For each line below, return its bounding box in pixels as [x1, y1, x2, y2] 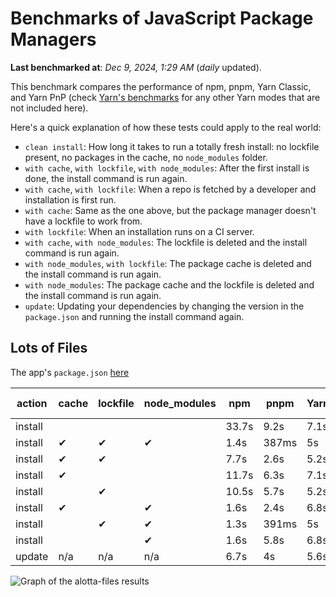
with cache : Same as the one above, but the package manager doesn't [24, 204, 317, 216]
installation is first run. [24, 193, 117, 206]
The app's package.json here [10, 366, 130, 378]
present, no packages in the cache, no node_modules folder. [24, 151, 268, 163]
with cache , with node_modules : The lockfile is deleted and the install [24, 236, 308, 248]
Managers [10, 28, 97, 51]
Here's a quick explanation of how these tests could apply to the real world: [10, 121, 322, 133]
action [16, 396, 48, 410]
